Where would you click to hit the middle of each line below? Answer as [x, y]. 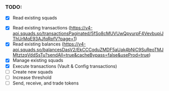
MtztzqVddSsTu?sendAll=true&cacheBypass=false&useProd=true [81, 55]
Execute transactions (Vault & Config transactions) [65, 66]
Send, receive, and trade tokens [46, 83]
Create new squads [33, 71]
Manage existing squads [38, 60]
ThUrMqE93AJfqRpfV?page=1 [44, 39]
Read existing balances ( [38, 44]
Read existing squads [35, 18]
